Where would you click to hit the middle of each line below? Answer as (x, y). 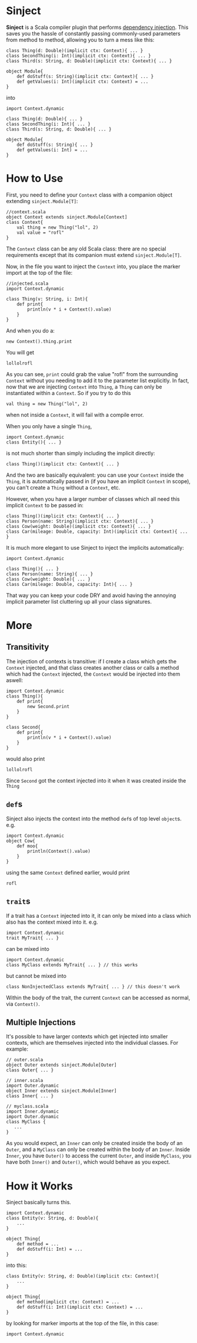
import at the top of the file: (39, 272)
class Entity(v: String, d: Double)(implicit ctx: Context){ (83, 1276)
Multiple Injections (41, 1022)
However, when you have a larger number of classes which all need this (93, 499)
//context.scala (26, 212)
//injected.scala (27, 283)
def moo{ (27, 846)
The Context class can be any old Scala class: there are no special (86, 249)
